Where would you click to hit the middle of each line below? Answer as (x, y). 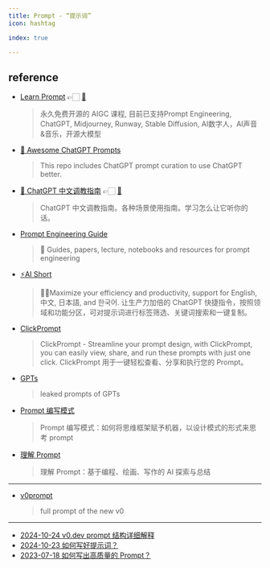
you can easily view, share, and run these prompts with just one (145, 353)
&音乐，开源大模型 (71, 134)
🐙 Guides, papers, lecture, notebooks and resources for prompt (145, 249)
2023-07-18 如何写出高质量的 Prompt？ (85, 555)
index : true (28, 38)
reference (33, 77)
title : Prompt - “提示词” (50, 16)
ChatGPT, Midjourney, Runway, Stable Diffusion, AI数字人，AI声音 (149, 124)
